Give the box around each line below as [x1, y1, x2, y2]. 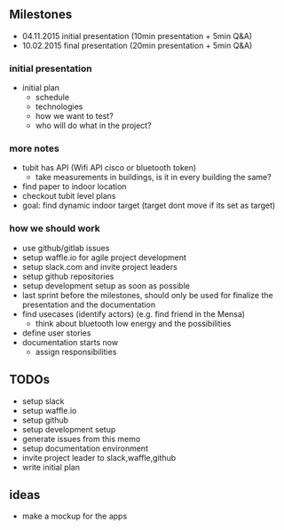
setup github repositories [21, 271, 114, 281]
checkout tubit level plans [21, 191, 116, 202]
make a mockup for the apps [21, 510, 128, 522]
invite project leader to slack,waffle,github [21, 452, 177, 463]
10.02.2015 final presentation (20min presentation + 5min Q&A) [21, 40, 253, 51]
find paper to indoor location [21, 181, 127, 192]
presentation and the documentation [21, 299, 156, 310]
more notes [9, 142, 59, 154]
